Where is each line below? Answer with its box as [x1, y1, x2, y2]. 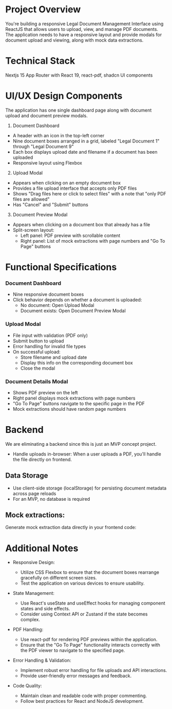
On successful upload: [12, 349, 61, 355]
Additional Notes [5, 542, 79, 554]
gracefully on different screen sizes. [20, 575, 97, 581]
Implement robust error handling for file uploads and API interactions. [20, 667, 167, 674]
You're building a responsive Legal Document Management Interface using [5, 21, 164, 27]
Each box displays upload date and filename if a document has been [12, 149, 158, 155]
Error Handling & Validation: [12, 657, 71, 664]
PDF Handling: [12, 626, 44, 633]
